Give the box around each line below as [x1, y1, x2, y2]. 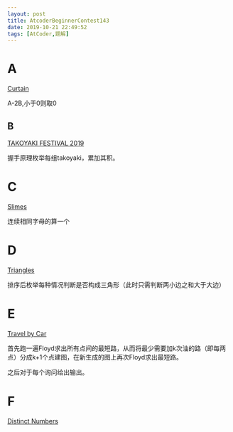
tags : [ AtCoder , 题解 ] [7, 30, 70, 38]
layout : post [7, 10, 46, 18]
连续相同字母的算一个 [7, 217, 70, 225]
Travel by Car [7, 329, 47, 337]
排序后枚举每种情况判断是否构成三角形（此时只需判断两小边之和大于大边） [7, 280, 225, 288]
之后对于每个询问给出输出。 [7, 367, 89, 377]
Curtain [7, 85, 30, 93]
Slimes [7, 202, 27, 210]
